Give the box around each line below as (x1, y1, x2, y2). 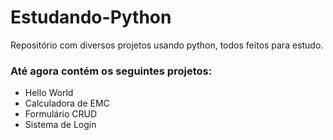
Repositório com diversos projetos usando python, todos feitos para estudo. (10, 39, 324, 51)
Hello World (24, 87, 74, 99)
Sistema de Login (24, 119, 97, 131)
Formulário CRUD (24, 108, 98, 120)
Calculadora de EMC (24, 97, 110, 110)
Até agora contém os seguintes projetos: (10, 64, 213, 78)
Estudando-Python (10, 6, 172, 29)
